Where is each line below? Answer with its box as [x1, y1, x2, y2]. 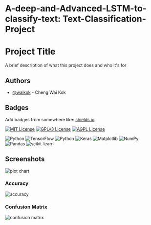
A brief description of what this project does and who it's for [5, 62, 127, 68]
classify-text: [5, 13, 61, 24]
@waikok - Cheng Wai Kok [12, 89, 66, 95]
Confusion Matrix [5, 203, 48, 210]
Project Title [5, 46, 56, 57]
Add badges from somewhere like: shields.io [5, 116, 95, 122]
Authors [5, 76, 31, 85]
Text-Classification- [63, 13, 147, 24]
